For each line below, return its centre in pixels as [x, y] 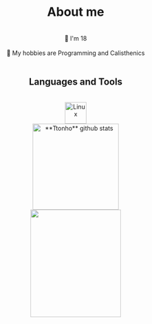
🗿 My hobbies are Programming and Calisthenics [76, 53]
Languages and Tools [76, 82]
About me [76, 12]
